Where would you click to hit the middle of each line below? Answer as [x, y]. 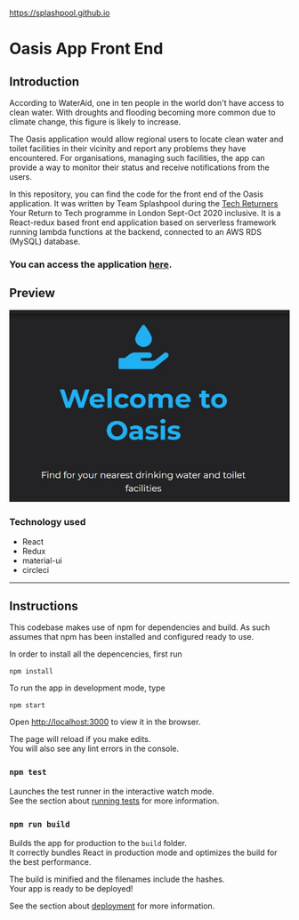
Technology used [48, 522]
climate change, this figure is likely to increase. [95, 122]
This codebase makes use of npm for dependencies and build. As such [140, 627]
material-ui [42, 561]
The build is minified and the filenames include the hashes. [117, 879]
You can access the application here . [91, 264]
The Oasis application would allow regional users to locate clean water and [146, 139]
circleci [36, 569]
